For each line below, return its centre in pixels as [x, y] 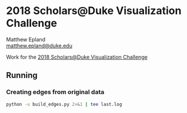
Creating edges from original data [55, 92]
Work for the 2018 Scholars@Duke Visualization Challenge [77, 57]
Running [22, 75]
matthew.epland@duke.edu [39, 46]
